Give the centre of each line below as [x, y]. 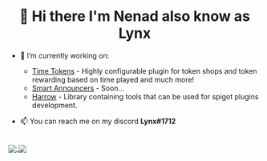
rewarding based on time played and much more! [113, 79]
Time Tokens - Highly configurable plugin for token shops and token [145, 70]
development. [55, 105]
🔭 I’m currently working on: [65, 55]
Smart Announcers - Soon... [78, 88]
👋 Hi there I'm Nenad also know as [135, 16]
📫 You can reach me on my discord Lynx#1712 [98, 121]
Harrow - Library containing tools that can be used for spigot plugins [145, 96]
